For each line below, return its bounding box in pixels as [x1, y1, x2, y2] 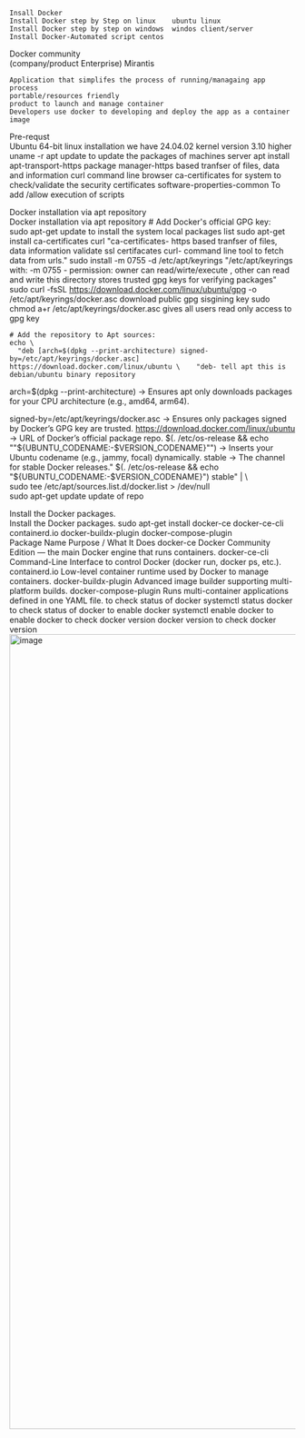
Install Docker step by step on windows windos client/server [9, 25, 254, 34]
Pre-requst [9, 132, 50, 142]
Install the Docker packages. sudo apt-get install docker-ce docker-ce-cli [9, 518, 284, 529]
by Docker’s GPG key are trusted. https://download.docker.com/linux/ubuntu [9, 423, 296, 433]
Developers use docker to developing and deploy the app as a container [9, 107, 290, 116]
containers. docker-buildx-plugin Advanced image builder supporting [9, 576, 269, 586]
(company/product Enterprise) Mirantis [9, 58, 155, 68]
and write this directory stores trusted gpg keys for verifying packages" [9, 274, 277, 285]
